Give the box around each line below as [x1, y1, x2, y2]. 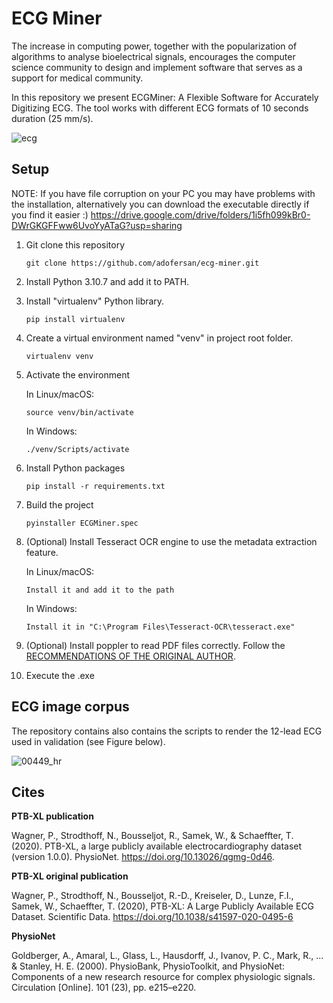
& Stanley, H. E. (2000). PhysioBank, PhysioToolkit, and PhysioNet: [11, 960, 285, 972]
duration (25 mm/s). [11, 112, 94, 124]
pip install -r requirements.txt [25, 481, 166, 491]
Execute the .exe [25, 669, 95, 681]
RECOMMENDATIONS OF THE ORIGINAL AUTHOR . [25, 650, 236, 662]
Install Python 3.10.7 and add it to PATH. [25, 275, 190, 287]
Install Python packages [25, 462, 126, 474]
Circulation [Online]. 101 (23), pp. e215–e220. [11, 982, 197, 994]
